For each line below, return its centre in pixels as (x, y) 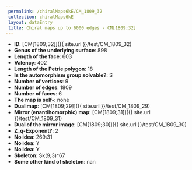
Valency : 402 (30, 63)
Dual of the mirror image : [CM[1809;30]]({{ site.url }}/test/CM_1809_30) (100, 125)
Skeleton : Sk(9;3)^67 (39, 155)
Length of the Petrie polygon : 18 (53, 69)
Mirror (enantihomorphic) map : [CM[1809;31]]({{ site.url (82, 112)
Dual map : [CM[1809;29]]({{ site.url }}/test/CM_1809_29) (82, 106)
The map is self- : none (41, 100)
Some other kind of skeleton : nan (55, 162)
